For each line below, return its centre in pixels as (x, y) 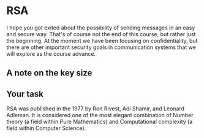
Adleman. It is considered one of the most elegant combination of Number (100, 115)
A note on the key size (49, 73)
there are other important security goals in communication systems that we (101, 47)
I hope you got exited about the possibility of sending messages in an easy (101, 28)
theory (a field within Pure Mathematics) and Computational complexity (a (100, 122)
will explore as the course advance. (51, 53)
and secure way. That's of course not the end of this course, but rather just (101, 34)
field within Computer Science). (46, 128)
